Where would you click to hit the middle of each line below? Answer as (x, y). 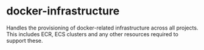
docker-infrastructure (63, 11)
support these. (25, 40)
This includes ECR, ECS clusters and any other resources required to (92, 34)
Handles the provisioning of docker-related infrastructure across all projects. (102, 28)
